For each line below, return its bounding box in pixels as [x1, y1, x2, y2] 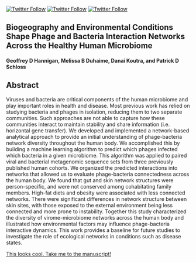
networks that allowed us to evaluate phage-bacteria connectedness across [6, 170, 190, 177]
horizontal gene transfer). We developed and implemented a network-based [6, 127, 190, 134]
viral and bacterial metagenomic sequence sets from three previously [6, 158, 174, 165]
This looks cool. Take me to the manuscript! [6, 250, 111, 257]
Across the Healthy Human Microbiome [6, 41, 153, 51]
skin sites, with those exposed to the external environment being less [6, 201, 173, 209]
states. [6, 239, 22, 246]
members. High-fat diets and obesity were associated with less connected [6, 189, 185, 196]
